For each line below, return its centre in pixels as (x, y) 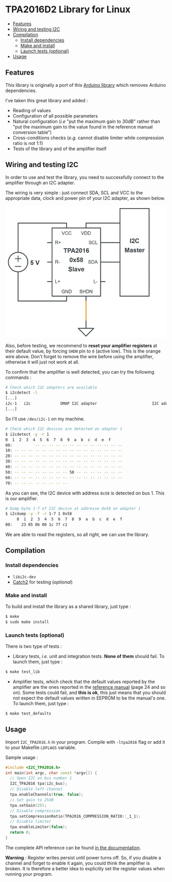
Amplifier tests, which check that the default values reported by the (84, 682)
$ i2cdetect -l (21, 393)
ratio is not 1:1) (28, 143)
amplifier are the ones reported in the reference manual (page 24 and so (89, 687)
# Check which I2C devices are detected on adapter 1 (64, 429)
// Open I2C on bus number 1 (41, 778)
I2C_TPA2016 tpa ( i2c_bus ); (39, 784)
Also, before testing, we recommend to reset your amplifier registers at (81, 345)
